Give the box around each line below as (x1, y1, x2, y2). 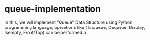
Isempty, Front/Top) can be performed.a (4, 29, 86, 35)
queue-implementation (4, 3, 101, 14)
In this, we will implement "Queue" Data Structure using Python (4, 19, 133, 25)
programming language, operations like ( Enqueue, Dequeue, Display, (4, 24, 146, 30)
